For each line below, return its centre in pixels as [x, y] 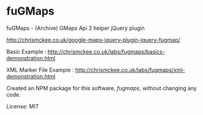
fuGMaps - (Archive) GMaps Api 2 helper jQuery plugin [76, 28]
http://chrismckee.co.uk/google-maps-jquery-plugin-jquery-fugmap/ [93, 40]
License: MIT [23, 106]
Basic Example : [27, 51]
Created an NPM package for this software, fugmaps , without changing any [102, 88]
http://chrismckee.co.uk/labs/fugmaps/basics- [106, 51]
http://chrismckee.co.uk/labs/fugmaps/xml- [130, 70]
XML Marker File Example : [40, 70]
